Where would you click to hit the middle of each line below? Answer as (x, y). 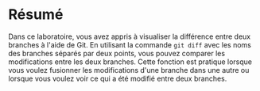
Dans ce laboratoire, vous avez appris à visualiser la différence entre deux (130, 36)
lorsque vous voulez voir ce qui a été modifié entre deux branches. (118, 78)
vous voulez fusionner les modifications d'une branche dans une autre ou (129, 70)
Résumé (36, 15)
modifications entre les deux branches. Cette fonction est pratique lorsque (130, 62)
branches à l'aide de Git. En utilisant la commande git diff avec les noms (130, 44)
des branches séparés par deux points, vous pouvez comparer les (116, 53)
